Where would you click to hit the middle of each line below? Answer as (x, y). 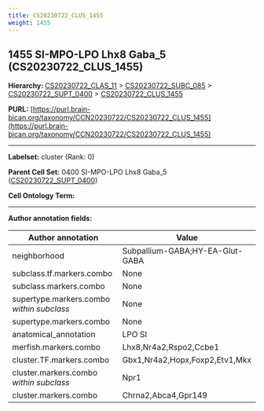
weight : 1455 (29, 23)
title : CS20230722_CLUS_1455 (56, 15)
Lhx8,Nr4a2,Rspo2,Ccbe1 (171, 347)
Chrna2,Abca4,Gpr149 (165, 395)
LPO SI (135, 335)
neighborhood (38, 256)
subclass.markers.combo (59, 286)
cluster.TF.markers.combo (61, 360)
